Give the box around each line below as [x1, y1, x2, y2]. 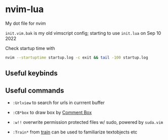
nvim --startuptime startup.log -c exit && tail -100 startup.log [5, 55, 148, 60]
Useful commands [5, 86, 64, 95]
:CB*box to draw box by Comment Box [12, 110, 92, 116]
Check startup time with [5, 45, 56, 51]
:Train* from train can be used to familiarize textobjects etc [12, 129, 138, 135]
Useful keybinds [5, 69, 58, 78]
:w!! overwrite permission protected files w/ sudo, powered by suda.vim [12, 119, 163, 125]
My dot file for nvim [5, 20, 47, 26]
